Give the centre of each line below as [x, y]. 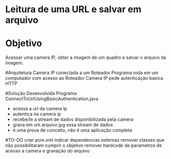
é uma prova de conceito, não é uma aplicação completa [72, 130]
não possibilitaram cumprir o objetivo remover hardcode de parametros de [84, 145]
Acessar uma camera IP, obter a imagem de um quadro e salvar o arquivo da [86, 57]
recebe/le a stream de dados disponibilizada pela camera [73, 119]
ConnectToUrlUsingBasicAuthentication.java [52, 99]
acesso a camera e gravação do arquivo [48, 151]
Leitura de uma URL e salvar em [74, 9]
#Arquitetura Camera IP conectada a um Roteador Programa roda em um [82, 73]
